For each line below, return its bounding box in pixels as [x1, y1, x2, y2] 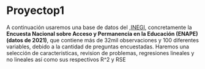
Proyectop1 [6, 4, 64, 18]
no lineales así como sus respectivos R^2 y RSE [6, 56, 127, 63]
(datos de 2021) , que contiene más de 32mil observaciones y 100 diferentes [6, 36, 199, 44]
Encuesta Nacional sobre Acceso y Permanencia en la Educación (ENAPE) [6, 30, 198, 37]
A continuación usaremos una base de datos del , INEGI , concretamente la [6, 24, 192, 31]
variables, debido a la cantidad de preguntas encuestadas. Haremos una [6, 43, 190, 50]
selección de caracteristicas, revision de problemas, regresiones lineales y [6, 49, 195, 56]
